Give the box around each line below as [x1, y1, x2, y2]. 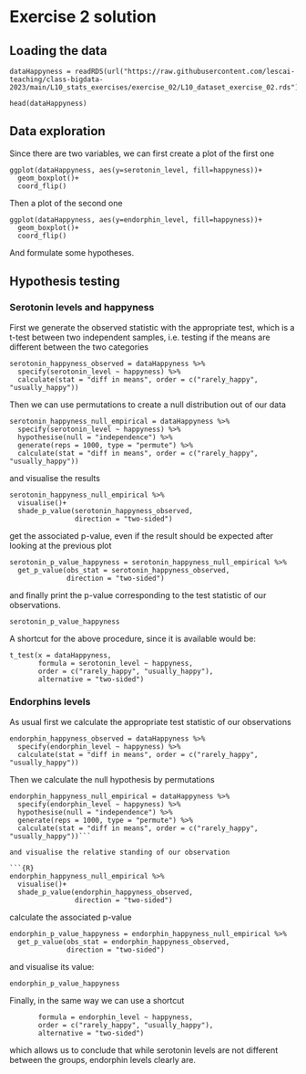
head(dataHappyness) [9, 99, 88, 108]
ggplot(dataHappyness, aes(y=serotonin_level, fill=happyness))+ [9, 165, 262, 174]
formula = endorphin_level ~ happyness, [37, 1012, 194, 1022]
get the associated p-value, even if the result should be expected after [9, 530, 274, 541]
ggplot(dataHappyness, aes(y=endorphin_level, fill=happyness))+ [9, 215, 262, 225]
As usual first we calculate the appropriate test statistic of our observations [9, 716, 291, 727]
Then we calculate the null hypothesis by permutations [9, 774, 216, 784]
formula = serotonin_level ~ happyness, [37, 658, 194, 668]
